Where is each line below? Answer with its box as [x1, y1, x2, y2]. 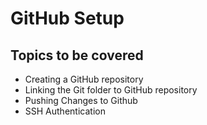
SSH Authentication [24, 105, 106, 117]
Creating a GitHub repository [24, 73, 144, 85]
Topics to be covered [10, 47, 144, 64]
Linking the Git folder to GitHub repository [24, 84, 198, 96]
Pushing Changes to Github [24, 95, 138, 106]
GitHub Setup [10, 7, 125, 30]
